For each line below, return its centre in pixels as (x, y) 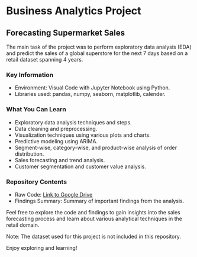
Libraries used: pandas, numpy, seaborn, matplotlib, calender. (90, 94)
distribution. (29, 154)
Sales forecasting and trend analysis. (60, 160)
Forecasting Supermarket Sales (66, 33)
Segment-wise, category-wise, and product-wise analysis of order (96, 147)
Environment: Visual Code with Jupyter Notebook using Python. (92, 88)
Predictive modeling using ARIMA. (56, 141)
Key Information (30, 75)
